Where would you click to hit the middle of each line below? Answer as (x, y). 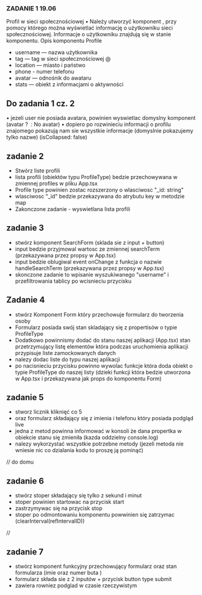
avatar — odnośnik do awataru (53, 78)
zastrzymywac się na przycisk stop (58, 508)
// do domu (20, 462)
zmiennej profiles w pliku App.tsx (56, 183)
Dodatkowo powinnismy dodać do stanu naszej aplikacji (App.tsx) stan (103, 340)
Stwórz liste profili (37, 171)
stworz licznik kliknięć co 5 (49, 412)
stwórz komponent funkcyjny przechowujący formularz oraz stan (96, 566)
